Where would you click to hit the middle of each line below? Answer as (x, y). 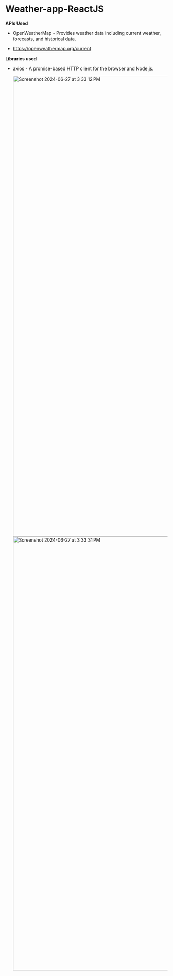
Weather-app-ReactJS (55, 9)
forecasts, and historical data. (44, 39)
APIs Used (17, 23)
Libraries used (21, 58)
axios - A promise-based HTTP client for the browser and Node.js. (83, 68)
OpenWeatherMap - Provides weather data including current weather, (87, 33)
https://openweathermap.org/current (52, 48)
